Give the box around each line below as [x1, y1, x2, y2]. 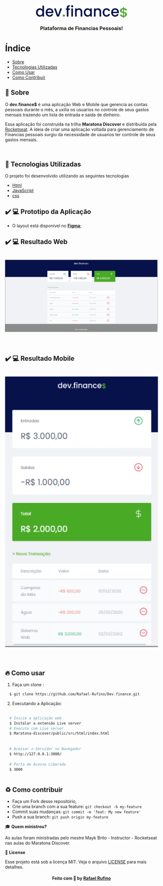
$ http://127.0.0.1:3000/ [9, 751, 62, 756]
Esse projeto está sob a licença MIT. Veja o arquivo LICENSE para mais [5, 859, 147, 865]
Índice [5, 43, 31, 53]
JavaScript [12, 188, 34, 194]
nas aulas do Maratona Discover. [5, 840, 70, 846]
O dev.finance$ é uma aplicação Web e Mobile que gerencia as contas [5, 101, 148, 107]
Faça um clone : [12, 682, 45, 688]
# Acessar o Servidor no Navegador [9, 746, 81, 751]
